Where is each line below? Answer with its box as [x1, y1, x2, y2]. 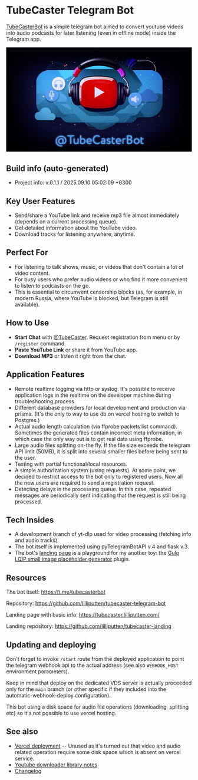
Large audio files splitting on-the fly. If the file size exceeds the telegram [14, 442, 191, 449]
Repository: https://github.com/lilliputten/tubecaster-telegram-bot [6, 600, 166, 607]
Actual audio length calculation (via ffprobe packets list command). [14, 423, 178, 430]
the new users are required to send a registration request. [14, 479, 155, 486]
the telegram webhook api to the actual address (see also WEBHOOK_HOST [6, 661, 179, 669]
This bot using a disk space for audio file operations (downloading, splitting [6, 703, 189, 710]
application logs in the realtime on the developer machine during [14, 391, 171, 399]
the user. [14, 454, 37, 461]
